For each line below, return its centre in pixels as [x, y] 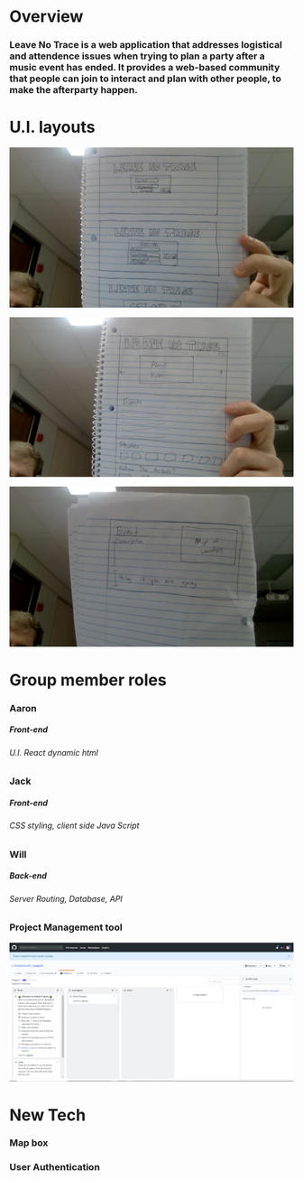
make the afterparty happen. [73, 90]
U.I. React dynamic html [54, 752]
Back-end [28, 876]
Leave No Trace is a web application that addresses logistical [146, 45]
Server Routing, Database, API [66, 898]
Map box [29, 1143]
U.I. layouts [52, 127]
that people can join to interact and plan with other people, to [146, 79]
